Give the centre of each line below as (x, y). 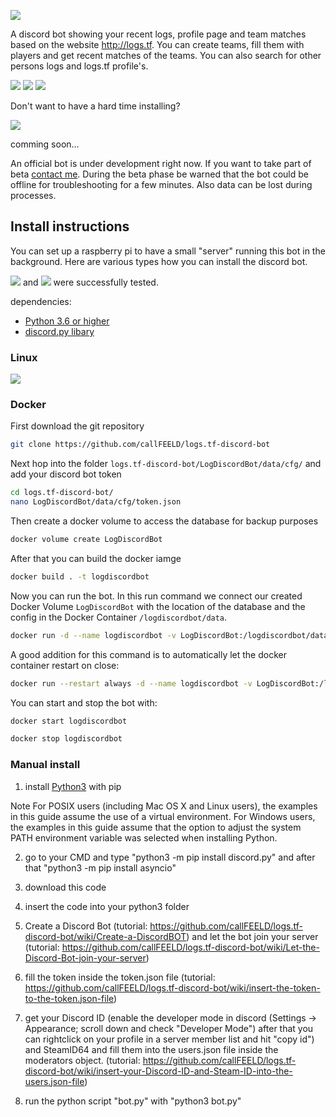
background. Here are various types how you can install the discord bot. (159, 261)
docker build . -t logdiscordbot (80, 576)
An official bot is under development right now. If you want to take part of (161, 163)
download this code (65, 887)
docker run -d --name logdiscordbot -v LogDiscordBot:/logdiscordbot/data (169, 635)
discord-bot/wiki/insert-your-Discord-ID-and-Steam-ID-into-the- (158, 1071)
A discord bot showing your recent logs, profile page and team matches (158, 34)
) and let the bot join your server (252, 936)
